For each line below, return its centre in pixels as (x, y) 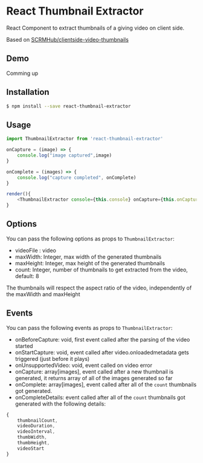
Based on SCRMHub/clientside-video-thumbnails (67, 39)
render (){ (19, 194)
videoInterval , (36, 432)
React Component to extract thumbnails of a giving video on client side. (95, 28)
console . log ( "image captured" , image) (65, 155)
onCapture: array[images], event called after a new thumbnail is (94, 371)
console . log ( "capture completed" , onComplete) (77, 177)
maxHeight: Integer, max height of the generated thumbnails (90, 263)
